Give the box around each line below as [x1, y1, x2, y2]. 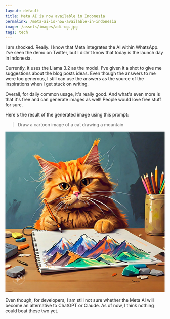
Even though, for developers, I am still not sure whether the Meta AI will [5, 297, 154, 303]
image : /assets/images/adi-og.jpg [5, 24, 78, 30]
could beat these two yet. [5, 308, 59, 314]
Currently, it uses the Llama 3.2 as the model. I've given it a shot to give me [5, 65, 162, 71]
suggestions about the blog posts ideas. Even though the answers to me [5, 70, 156, 76]
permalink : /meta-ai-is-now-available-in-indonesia [5, 19, 116, 24]
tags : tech [5, 30, 28, 35]
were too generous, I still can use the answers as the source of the [5, 76, 144, 82]
